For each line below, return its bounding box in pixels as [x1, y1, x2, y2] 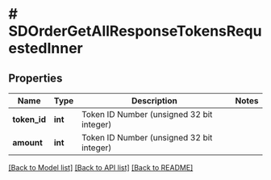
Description [131, 95, 177, 106]
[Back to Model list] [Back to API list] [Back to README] [8, 163, 194, 172]
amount [12, 137, 43, 148]
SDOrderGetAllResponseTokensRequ [8, 22, 262, 40]
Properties [8, 71, 63, 85]
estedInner [8, 40, 83, 57]
